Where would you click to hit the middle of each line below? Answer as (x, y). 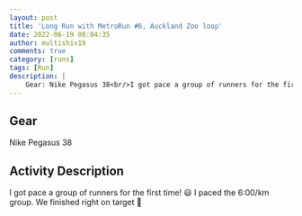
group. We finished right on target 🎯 (75, 202)
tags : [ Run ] (31, 68)
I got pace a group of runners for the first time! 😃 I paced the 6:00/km (139, 193)
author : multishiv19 (48, 43)
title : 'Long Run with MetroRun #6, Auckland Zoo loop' (116, 26)
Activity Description (67, 171)
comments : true (38, 51)
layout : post (34, 18)
